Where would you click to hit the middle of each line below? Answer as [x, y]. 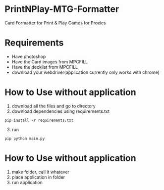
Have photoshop [29, 56]
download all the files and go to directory [54, 106]
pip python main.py [25, 139]
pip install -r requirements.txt [39, 120]
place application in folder [38, 177]
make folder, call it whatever [41, 172]
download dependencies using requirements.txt [61, 111]
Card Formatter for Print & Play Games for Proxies [55, 23]
